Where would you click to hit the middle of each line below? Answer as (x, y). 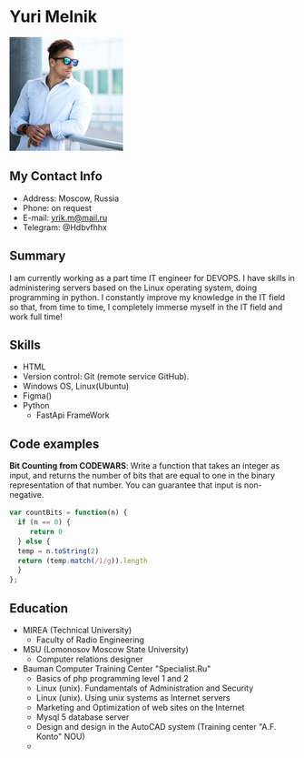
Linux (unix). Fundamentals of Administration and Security (145, 688)
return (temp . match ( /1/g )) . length (83, 561)
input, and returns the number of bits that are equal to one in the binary (142, 476)
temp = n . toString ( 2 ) (59, 551)
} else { (34, 541)
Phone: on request (57, 207)
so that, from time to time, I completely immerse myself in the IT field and (146, 307)
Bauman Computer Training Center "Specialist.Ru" (117, 669)
